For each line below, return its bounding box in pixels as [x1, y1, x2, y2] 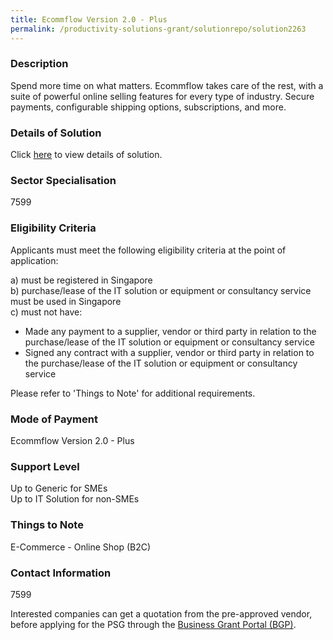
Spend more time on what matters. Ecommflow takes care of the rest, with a [10, 79, 324, 91]
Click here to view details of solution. [10, 149, 163, 161]
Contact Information [10, 566, 112, 580]
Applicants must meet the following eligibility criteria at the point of [10, 244, 287, 256]
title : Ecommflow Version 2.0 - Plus [10, 14, 168, 25]
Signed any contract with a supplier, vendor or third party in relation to [24, 346, 315, 358]
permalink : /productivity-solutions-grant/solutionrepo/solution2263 [10, 24, 307, 34]
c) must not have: [10, 306, 83, 318]
